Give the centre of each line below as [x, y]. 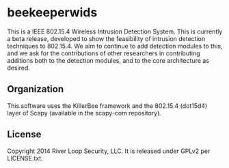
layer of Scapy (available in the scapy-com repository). [84, 113]
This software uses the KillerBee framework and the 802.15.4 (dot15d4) [107, 106]
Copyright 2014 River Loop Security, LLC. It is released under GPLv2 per [109, 151]
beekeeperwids [52, 13]
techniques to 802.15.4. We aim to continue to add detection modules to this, [115, 46]
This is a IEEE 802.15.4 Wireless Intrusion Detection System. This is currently [115, 31]
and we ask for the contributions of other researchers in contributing [104, 53]
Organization [35, 89]
